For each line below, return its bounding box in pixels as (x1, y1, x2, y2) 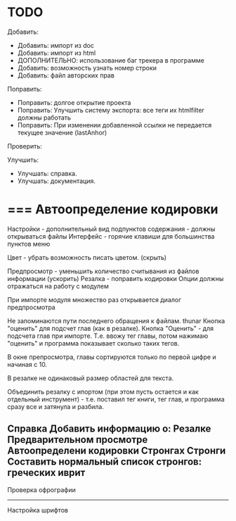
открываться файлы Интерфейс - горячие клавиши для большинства (7, 232, 215, 240)
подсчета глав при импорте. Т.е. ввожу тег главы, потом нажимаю (7, 332, 209, 340)
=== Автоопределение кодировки (7, 201, 219, 218)
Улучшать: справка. (17, 169, 77, 177)
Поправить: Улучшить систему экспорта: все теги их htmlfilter (17, 106, 205, 114)
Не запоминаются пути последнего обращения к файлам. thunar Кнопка (7, 316, 225, 325)
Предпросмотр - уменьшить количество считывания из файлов (7, 267, 199, 275)
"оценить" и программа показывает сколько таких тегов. (7, 339, 180, 347)
